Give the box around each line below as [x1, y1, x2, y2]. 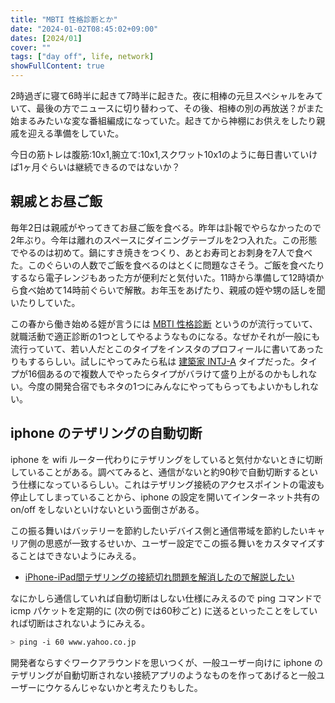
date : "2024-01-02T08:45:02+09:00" [10, 24, 159, 34]
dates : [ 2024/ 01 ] [10, 33, 83, 43]
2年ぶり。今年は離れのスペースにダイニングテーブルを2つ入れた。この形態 [10, 234, 318, 246]
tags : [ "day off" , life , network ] [10, 52, 155, 62]
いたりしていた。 [10, 296, 81, 308]
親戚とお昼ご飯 [10, 193, 103, 210]
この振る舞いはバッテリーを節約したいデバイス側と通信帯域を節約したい [10, 524, 308, 536]
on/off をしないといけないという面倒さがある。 [10, 503, 205, 515]
